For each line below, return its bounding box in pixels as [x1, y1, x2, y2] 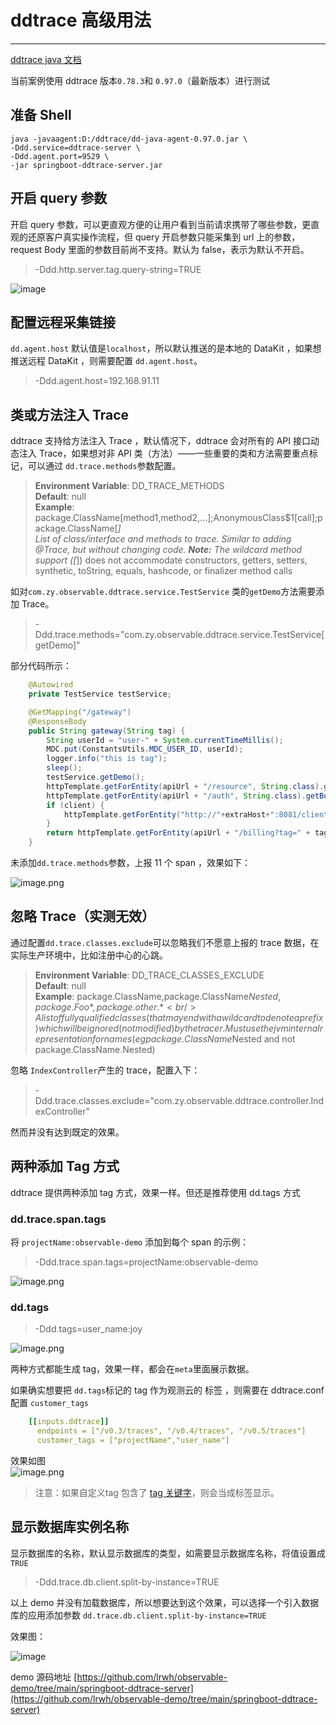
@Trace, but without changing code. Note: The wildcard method [34, 544, 303, 556]
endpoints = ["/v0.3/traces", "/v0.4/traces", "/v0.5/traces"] [36, 1426, 307, 1436]
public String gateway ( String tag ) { [28, 726, 186, 736]
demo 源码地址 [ [10, 1671, 78, 1683]
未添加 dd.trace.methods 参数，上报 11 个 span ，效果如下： [10, 857, 251, 869]
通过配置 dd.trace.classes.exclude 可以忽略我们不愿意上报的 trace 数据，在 [10, 936, 320, 948]
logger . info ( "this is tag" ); [46, 754, 168, 764]
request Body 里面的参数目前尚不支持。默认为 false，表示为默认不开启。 [10, 243, 310, 255]
